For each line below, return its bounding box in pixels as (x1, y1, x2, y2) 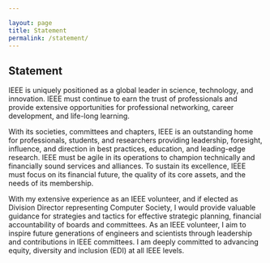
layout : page (8, 19, 53, 27)
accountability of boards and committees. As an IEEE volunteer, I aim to (8, 220, 246, 230)
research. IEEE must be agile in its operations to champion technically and (8, 153, 255, 163)
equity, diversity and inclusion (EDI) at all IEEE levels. (8, 246, 185, 256)
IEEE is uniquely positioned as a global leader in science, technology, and (8, 86, 254, 95)
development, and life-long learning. (8, 111, 130, 121)
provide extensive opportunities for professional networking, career (8, 103, 234, 112)
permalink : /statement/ (8, 34, 89, 42)
